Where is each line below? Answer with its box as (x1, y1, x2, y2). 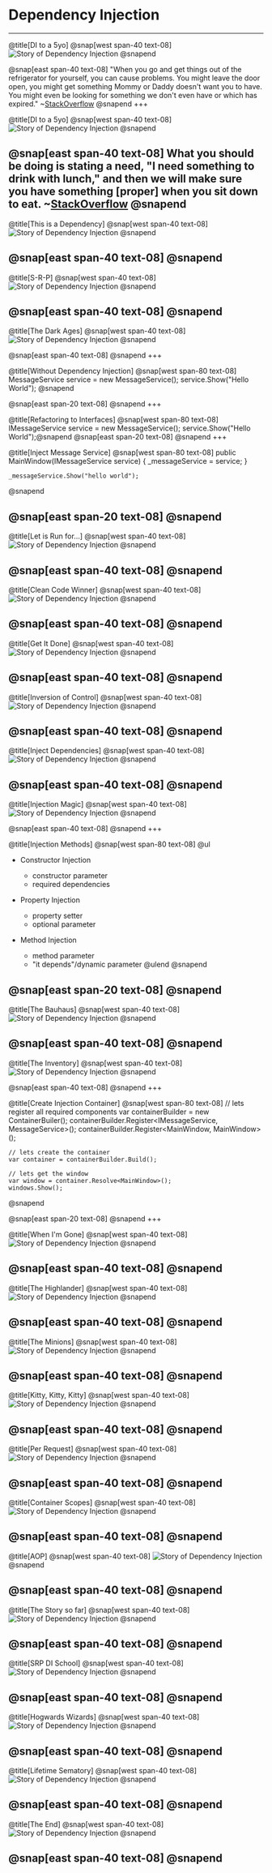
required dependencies (32, 880, 111, 889)
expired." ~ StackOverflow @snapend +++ (8, 99, 148, 109)
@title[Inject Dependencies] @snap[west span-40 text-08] (8, 746, 205, 756)
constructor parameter (32, 871, 108, 881)
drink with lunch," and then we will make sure (8, 172, 243, 186)
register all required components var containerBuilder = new (8, 1107, 210, 1117)
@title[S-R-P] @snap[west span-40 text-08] (8, 272, 156, 282)
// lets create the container (8, 1148, 111, 1156)
